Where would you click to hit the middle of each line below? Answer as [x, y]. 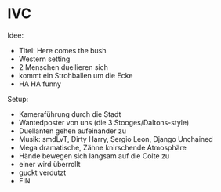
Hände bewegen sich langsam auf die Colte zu [94, 156]
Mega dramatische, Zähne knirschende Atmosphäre [103, 147]
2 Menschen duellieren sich [63, 67]
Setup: [18, 99]
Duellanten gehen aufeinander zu [72, 131]
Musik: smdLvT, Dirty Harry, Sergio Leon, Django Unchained [116, 139]
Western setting [44, 59]
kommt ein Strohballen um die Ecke [76, 75]
